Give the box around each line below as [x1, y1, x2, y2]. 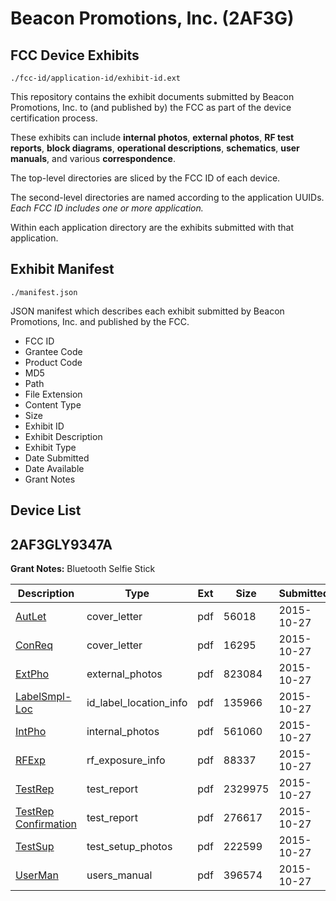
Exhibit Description [24, 430, 103, 442]
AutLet [15, 610, 47, 624]
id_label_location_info [86, 696, 188, 710]
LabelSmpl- [15, 690, 72, 704]
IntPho [15, 725, 47, 739]
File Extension [24, 388, 83, 400]
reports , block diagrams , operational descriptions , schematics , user [10, 142, 300, 154]
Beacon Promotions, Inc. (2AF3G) [10, 7, 295, 30]
